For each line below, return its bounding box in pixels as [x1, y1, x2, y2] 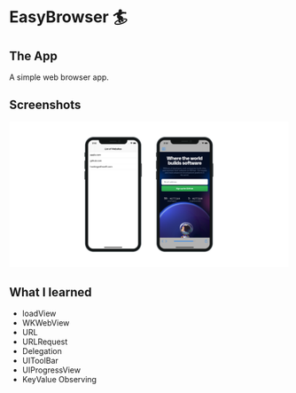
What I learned [9, 285, 92, 300]
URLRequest [21, 336, 68, 347]
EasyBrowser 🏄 [9, 7, 128, 28]
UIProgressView [21, 365, 82, 375]
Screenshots [9, 98, 82, 113]
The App [9, 48, 58, 63]
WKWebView [21, 317, 70, 328]
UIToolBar [21, 355, 59, 365]
